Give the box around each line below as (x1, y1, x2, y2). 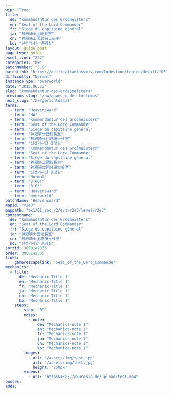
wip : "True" (5, 7, 31, 13)
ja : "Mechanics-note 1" (37, 336, 88, 341)
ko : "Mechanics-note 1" (37, 346, 88, 351)
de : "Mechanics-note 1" (37, 322, 88, 327)
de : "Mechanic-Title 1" (18, 274, 70, 279)
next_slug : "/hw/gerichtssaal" (5, 98, 72, 103)
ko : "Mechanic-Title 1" (18, 298, 70, 303)
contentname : (5, 212, 33, 218)
